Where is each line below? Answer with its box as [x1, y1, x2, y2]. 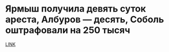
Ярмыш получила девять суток [5, 3, 146, 15]
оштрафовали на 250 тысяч [5, 25, 131, 36]
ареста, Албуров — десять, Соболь [5, 14, 164, 25]
